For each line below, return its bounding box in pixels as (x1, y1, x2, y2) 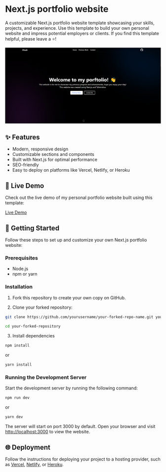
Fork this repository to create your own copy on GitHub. (12, 294, 126, 300)
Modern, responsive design (12, 146, 68, 152)
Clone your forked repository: (12, 304, 73, 310)
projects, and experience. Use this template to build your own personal (5, 25, 149, 31)
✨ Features (5, 133, 40, 142)
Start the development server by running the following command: (5, 385, 138, 391)
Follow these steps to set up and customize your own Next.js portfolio (5, 236, 147, 243)
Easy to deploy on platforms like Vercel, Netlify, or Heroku (12, 167, 130, 173)
